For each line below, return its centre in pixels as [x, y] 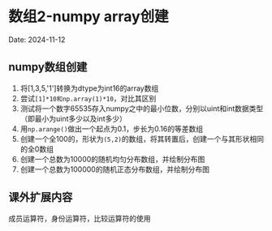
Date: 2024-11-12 [37, 39]
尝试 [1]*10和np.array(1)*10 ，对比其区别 [88, 98]
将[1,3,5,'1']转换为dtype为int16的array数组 [89, 88]
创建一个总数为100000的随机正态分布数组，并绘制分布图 [114, 169]
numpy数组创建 [48, 67]
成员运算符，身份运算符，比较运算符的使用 [80, 218]
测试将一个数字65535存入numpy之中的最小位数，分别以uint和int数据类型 [142, 108]
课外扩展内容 [41, 197]
